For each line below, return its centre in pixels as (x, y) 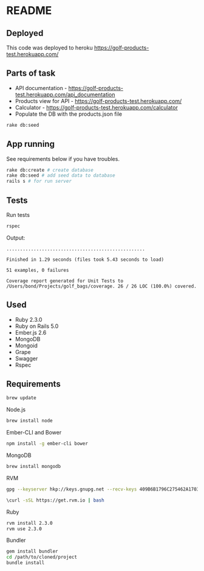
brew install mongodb (34, 467)
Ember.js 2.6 (31, 332)
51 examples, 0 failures (38, 270)
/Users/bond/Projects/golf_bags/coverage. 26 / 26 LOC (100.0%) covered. (102, 286)
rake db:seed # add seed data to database (61, 176)
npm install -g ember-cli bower (47, 444)
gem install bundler (32, 551)
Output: (16, 238)
